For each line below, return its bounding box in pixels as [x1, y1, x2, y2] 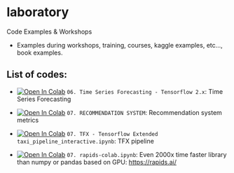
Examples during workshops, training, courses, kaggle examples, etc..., [16, 41, 223, 49]
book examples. [16, 48, 63, 57]
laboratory [6, 4, 69, 20]
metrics [16, 116, 39, 124]
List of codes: [6, 69, 67, 81]
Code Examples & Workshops [6, 27, 92, 36]
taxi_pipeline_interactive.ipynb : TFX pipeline [16, 137, 155, 145]
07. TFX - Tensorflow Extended [67, 130, 158, 137]
